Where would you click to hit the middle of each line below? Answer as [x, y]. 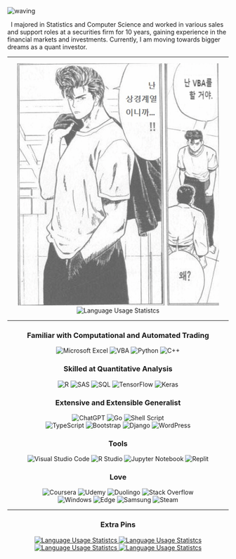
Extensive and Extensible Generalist [118, 403]
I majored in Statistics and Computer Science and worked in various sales [117, 24]
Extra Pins [118, 525]
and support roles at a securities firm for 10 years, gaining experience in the [117, 32]
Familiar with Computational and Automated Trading [118, 335]
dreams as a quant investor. [47, 47]
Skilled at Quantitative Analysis [118, 369]
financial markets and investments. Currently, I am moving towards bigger [114, 39]
